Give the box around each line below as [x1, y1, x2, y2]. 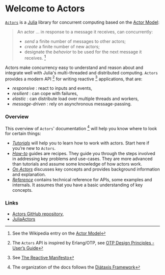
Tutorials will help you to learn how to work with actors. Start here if [12, 140, 150, 146]
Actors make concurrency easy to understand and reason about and [5, 65, 143, 70]
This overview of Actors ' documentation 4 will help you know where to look [5, 124, 157, 131]
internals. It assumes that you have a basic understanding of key [12, 182, 143, 188]
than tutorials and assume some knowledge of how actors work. [12, 161, 142, 167]
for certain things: [5, 131, 41, 137]
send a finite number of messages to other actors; [24, 38, 126, 44]
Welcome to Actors [5, 3, 85, 14]
